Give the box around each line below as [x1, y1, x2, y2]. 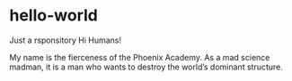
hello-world [9, 5, 99, 26]
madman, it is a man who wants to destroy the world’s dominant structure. [9, 61, 283, 72]
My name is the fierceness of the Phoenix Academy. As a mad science [9, 52, 270, 62]
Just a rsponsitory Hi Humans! [9, 35, 122, 45]
